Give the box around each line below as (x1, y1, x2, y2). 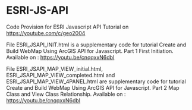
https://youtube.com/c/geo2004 (6, 29, 86, 36)
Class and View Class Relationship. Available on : (6, 90, 126, 98)
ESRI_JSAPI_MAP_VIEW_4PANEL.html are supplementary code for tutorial (6, 78, 186, 85)
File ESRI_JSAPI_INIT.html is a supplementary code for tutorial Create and (6, 41, 187, 48)
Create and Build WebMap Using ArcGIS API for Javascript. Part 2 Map (6, 84, 180, 91)
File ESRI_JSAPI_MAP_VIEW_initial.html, (6, 65, 103, 72)
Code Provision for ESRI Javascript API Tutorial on (6, 23, 129, 30)
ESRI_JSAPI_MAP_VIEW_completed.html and (6, 71, 115, 78)
